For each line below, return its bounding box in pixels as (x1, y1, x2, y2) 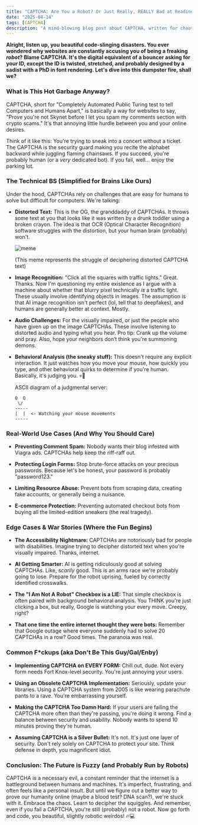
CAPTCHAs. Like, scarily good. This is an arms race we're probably (14, 567, 179, 574)
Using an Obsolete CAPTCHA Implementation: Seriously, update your (14, 679, 187, 686)
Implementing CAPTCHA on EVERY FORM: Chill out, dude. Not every (14, 662, 184, 669)
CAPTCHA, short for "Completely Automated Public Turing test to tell (6, 101, 173, 108)
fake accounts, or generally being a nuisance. (14, 491, 126, 498)
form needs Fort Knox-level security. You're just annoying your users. (14, 668, 184, 675)
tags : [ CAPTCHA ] (6, 19, 46, 25)
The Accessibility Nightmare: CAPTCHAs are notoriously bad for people (14, 536, 192, 544)
